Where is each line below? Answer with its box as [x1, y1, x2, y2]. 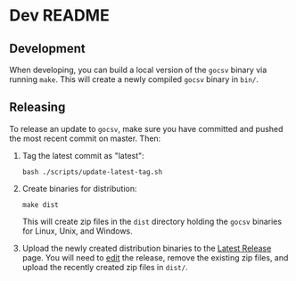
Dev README [9, 5, 110, 26]
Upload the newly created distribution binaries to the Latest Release [21, 243, 272, 253]
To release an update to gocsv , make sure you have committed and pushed [9, 123, 284, 134]
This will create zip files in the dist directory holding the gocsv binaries [21, 216, 283, 227]
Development [9, 41, 86, 56]
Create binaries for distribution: [21, 183, 137, 194]
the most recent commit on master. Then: [9, 133, 161, 144]
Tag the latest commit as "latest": [21, 150, 144, 161]
